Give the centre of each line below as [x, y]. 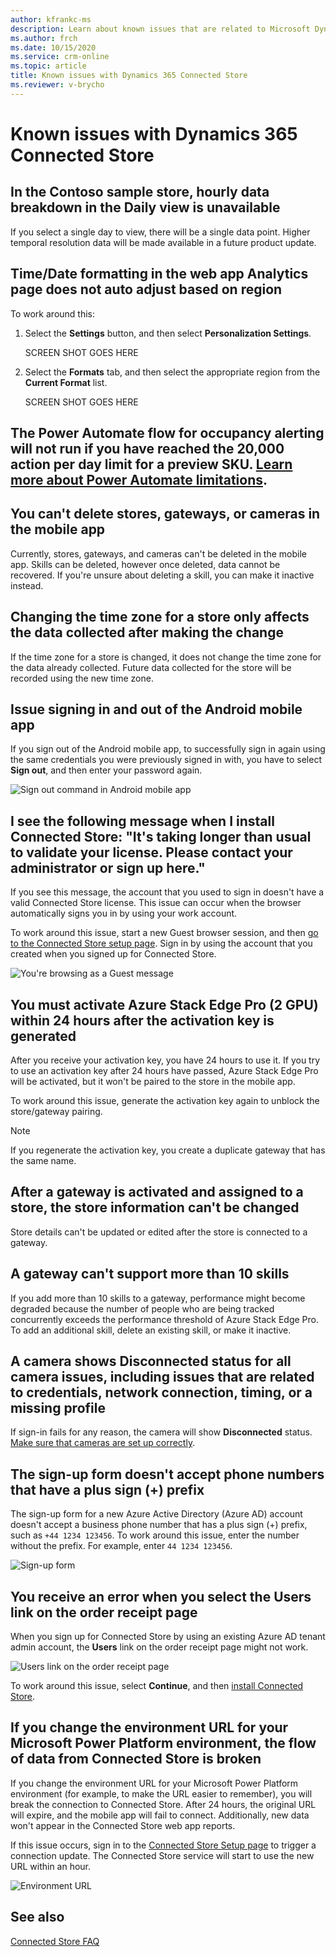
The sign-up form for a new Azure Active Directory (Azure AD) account [156, 1514]
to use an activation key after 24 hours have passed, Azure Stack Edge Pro [164, 1071]
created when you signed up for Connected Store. [113, 954]
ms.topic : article [48, 66]
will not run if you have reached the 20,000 [147, 448]
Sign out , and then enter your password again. [106, 770]
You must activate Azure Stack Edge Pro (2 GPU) [164, 1004]
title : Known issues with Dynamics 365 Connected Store [129, 76]
